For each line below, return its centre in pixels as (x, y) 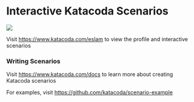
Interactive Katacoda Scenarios (87, 11)
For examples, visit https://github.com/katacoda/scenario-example (89, 92)
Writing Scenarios (33, 61)
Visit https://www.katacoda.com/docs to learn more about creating (90, 74)
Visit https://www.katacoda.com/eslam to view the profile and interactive (97, 39)
